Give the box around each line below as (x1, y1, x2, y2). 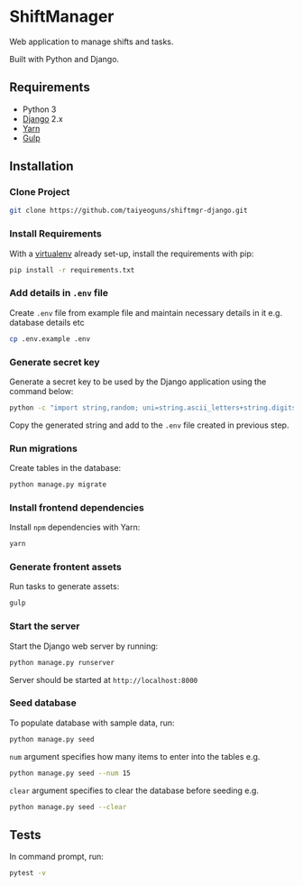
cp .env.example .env (9, 334, 91, 344)
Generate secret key (9, 355, 101, 368)
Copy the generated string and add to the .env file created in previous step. (9, 420, 289, 430)
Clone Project (9, 186, 70, 198)
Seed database (9, 697, 77, 709)
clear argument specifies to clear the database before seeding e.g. (9, 785, 260, 796)
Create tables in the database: (9, 463, 122, 474)
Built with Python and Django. (9, 53, 120, 64)
